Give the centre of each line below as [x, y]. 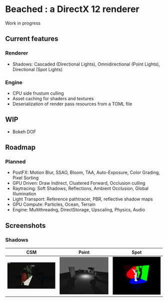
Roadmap [20, 147]
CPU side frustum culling [38, 93]
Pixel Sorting [25, 178]
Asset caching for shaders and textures [53, 98]
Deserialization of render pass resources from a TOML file [72, 104]
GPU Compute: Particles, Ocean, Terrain [54, 204]
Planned [15, 162]
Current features [32, 39]
